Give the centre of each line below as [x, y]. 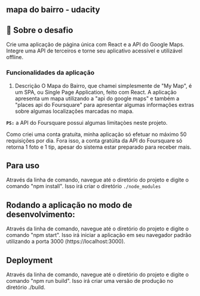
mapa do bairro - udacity [53, 10]
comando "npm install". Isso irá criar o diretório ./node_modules [84, 186]
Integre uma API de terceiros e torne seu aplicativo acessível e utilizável [95, 51]
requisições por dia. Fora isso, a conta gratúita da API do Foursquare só [94, 140]
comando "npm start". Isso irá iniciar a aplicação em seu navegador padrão [99, 235]
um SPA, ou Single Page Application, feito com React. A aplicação [96, 92]
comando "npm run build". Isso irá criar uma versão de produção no [90, 280]
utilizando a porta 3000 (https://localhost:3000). [66, 242]
